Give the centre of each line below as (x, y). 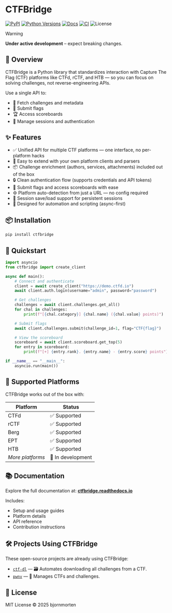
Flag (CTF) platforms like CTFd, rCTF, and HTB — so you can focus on (79, 77)
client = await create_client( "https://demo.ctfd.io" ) (74, 286)
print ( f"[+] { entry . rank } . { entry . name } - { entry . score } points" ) (96, 352)
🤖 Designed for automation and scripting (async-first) (69, 203)
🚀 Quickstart (26, 250)
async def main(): (25, 276)
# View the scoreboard (39, 338)
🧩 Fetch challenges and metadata (48, 103)
